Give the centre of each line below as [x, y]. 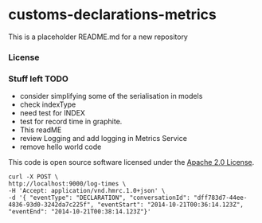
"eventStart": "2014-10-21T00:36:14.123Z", [170, 205]
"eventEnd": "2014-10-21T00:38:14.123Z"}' [80, 212]
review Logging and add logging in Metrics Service [103, 139]
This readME [41, 130]
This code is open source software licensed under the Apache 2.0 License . [131, 162]
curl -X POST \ [33, 177]
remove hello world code [61, 147]
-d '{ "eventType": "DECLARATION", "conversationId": [100, 198]
